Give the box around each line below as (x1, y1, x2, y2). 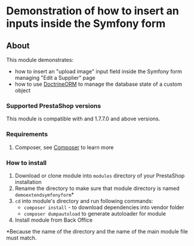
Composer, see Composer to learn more (14, 144, 114, 151)
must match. (6, 234, 37, 241)
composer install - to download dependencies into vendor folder (23, 204, 184, 211)
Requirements (6, 130, 48, 138)
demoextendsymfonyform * (14, 191, 75, 198)
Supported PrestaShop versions (6, 101, 101, 110)
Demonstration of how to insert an (6, 4, 179, 18)
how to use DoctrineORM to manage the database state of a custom (14, 80, 182, 88)
